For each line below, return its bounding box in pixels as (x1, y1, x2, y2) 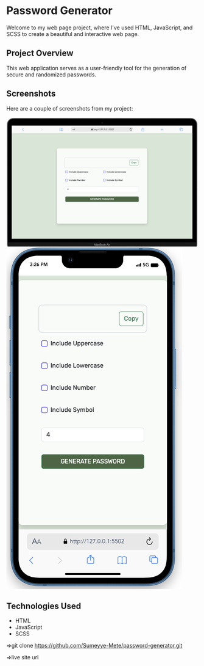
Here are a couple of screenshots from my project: (6, 104, 133, 112)
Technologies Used (6, 601, 81, 612)
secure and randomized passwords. (6, 71, 96, 78)
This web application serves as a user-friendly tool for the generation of (6, 64, 187, 71)
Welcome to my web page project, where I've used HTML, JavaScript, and (6, 24, 193, 31)
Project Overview (6, 48, 74, 59)
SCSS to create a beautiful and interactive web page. (6, 30, 139, 37)
